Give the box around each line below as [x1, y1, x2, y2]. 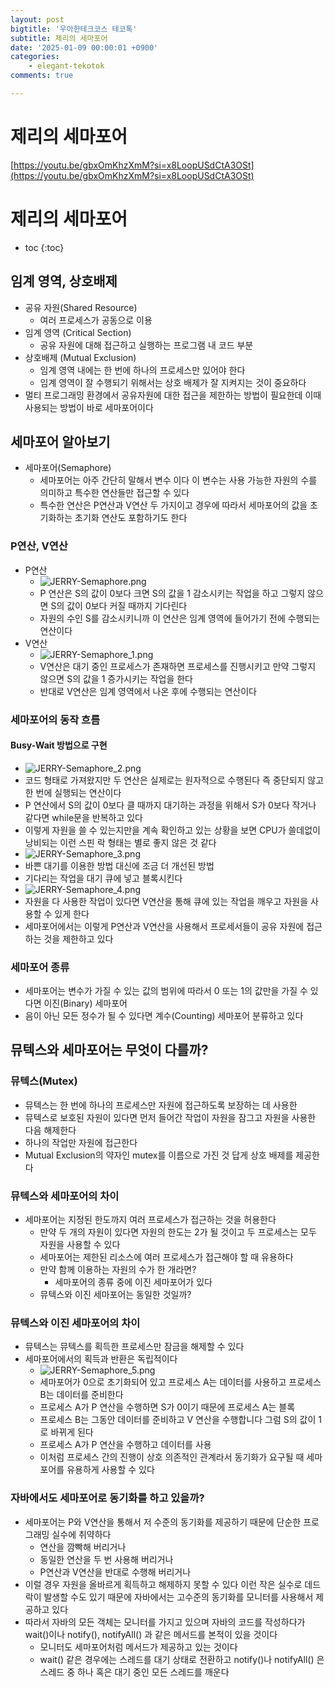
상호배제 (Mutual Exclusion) [24, 351, 137, 363]
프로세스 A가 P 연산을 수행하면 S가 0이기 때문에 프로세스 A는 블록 [39, 1401, 296, 1413]
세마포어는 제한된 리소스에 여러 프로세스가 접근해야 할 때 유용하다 [39, 1251, 294, 1263]
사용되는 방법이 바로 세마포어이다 [24, 401, 154, 413]
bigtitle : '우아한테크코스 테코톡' [10, 24, 138, 34]
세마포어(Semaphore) [24, 462, 112, 474]
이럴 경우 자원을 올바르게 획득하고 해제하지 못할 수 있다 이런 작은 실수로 [24, 1578, 303, 1590]
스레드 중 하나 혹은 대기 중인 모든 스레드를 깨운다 [39, 1666, 230, 1678]
